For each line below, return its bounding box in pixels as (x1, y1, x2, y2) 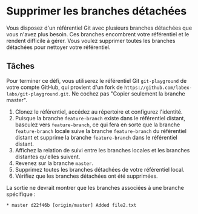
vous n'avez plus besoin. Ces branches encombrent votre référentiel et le (6, 30, 190, 37)
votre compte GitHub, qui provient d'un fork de (6, 83, 123, 91)
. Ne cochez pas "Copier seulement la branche (68, 89, 186, 97)
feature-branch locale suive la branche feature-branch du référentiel (15, 127, 186, 134)
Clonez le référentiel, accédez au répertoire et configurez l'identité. (15, 108, 183, 115)
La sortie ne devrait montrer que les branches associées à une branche (6, 184, 185, 191)
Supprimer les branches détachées (6, 4, 187, 18)
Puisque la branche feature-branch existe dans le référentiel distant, (15, 114, 186, 122)
